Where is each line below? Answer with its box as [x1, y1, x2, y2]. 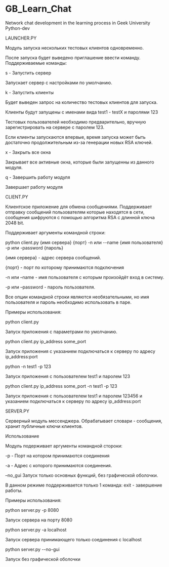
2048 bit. [5, 220, 24, 226]
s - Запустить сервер [5, 69, 52, 76]
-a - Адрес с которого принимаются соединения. [5, 462, 112, 468]
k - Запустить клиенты [5, 89, 54, 95]
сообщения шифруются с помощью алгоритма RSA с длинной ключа [5, 214, 155, 220]
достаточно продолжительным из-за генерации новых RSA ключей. [5, 139, 153, 145]
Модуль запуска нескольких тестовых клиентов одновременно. [5, 45, 144, 51]
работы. [5, 487, 23, 494]
